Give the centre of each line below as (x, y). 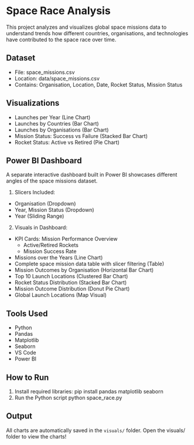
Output (19, 416)
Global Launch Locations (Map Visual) (60, 295)
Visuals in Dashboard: (41, 228)
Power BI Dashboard (44, 161)
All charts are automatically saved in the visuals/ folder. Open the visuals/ (96, 430)
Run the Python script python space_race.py (68, 398)
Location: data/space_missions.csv (57, 78)
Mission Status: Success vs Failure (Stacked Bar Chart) (81, 136)
